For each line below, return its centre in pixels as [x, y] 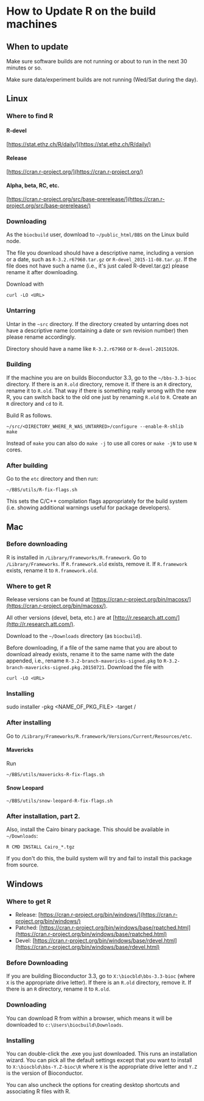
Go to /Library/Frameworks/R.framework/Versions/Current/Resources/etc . [99, 736]
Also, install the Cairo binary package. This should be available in [88, 829]
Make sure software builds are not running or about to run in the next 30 [97, 61]
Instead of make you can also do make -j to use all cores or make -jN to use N [101, 443]
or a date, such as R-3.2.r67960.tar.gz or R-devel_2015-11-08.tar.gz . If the [101, 260]
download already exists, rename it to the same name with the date [90, 654]
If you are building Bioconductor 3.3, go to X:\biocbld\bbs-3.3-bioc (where [101, 976]
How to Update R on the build [81, 11]
